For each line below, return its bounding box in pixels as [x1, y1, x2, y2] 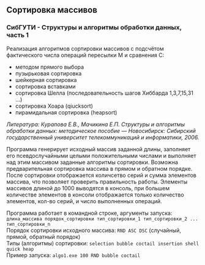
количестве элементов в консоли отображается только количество [6, 191, 185, 198]
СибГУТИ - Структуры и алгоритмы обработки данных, [6, 23, 182, 32]
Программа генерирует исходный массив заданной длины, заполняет [6, 145, 191, 152]
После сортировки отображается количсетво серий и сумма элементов [6, 171, 197, 179]
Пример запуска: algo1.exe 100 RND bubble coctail [6, 251, 141, 259]
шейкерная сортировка [15, 76, 77, 83]
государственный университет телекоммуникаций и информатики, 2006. [6, 133, 199, 141]
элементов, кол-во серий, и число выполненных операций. [6, 197, 162, 204]
